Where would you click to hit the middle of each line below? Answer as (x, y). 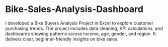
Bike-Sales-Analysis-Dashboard (74, 9)
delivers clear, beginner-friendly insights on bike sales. (62, 39)
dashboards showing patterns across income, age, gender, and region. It (80, 33)
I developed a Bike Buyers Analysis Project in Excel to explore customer (79, 23)
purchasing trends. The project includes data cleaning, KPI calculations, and (84, 28)
